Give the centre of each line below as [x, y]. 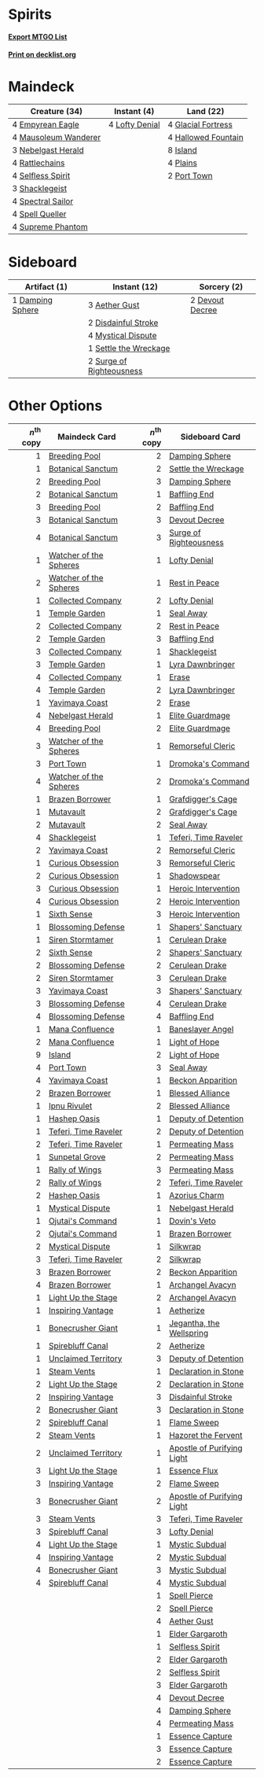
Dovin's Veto [192, 1221]
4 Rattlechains [38, 163]
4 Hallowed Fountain [205, 138]
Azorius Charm [196, 1195]
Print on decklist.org [42, 55]
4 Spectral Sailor [43, 201]
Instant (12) [136, 287]
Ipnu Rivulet [70, 1105]
